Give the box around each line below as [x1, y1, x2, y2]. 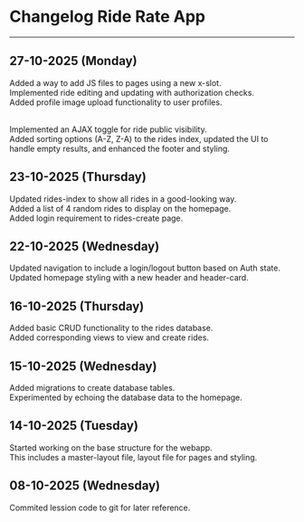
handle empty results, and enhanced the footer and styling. [9, 143, 231, 154]
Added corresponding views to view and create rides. [9, 332, 210, 343]
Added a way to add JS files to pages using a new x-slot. [9, 77, 222, 88]
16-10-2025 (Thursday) [9, 299, 145, 314]
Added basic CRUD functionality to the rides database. [9, 323, 214, 334]
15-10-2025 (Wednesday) [9, 358, 157, 374]
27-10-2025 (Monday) [9, 53, 138, 69]
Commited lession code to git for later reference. [9, 502, 191, 513]
